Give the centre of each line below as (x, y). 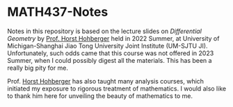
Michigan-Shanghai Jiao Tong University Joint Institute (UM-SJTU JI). (107, 46)
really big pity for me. (38, 68)
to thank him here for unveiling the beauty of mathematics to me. (100, 96)
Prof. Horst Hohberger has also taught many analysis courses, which (105, 81)
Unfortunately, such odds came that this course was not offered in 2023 (111, 53)
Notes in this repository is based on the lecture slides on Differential (104, 31)
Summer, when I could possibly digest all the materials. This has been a (110, 60)
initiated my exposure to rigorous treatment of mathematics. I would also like (117, 88)
